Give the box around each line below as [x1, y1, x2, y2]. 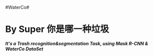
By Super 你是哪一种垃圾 [5, 24, 109, 35]
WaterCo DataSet [5, 45, 44, 52]
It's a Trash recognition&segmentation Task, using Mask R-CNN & [5, 40, 148, 46]
